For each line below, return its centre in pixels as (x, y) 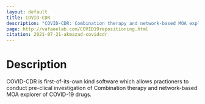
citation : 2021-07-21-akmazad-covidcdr (57, 35)
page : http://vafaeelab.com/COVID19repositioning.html (77, 29)
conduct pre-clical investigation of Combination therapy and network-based (102, 88)
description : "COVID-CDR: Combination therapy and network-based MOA (97, 23)
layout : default (27, 12)
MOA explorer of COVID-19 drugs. (49, 94)
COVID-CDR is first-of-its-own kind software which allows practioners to (98, 81)
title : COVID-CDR (28, 18)
